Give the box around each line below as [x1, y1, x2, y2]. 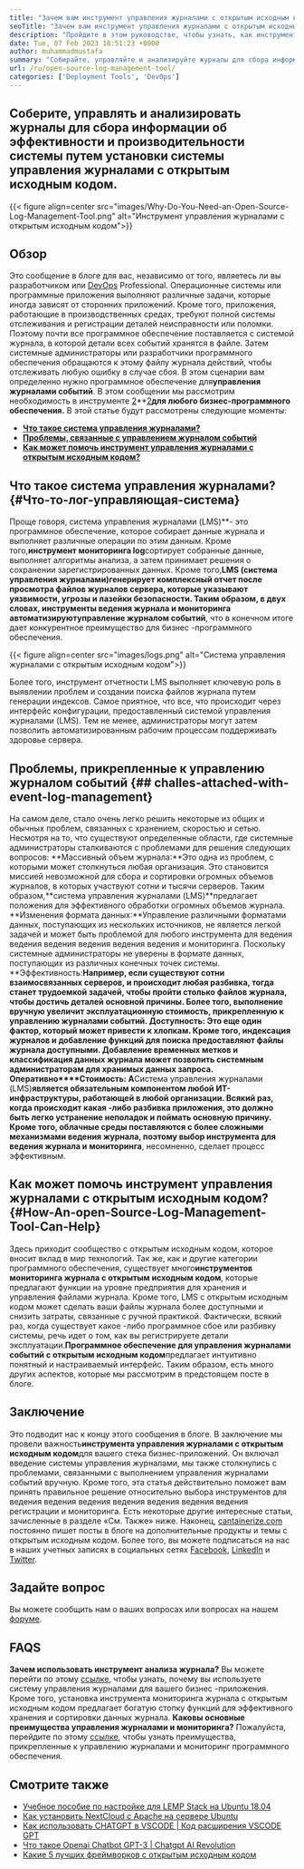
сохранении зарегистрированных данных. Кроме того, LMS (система [9, 564, 278, 576]
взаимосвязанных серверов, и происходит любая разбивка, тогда [9, 977, 274, 988]
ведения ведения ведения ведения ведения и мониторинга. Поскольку [9, 939, 286, 949]
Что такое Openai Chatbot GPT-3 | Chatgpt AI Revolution [22, 1840, 236, 1851]
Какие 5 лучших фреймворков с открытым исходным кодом [22, 1849, 257, 1860]
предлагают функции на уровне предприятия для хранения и [9, 1281, 247, 1292]
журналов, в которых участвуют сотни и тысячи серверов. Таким [9, 881, 265, 891]
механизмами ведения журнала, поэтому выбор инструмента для [9, 1131, 276, 1142]
